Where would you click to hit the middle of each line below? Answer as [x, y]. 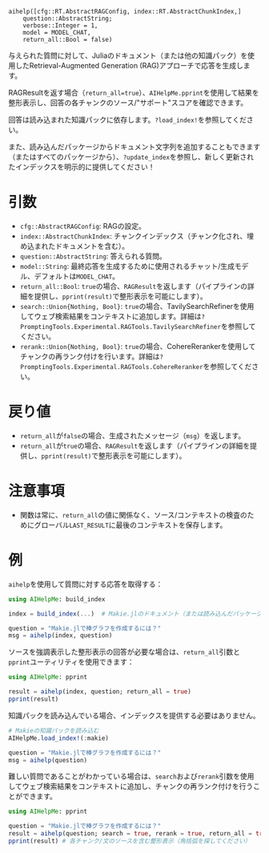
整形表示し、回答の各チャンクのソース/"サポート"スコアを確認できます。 [128, 103]
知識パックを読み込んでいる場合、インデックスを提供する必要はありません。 [134, 715]
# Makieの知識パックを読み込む [54, 730]
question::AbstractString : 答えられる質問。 [93, 256]
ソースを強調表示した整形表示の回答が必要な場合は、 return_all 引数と [124, 652]
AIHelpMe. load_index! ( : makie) [59, 738]
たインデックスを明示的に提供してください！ [82, 167]
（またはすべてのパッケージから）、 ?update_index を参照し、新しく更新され [131, 157]
